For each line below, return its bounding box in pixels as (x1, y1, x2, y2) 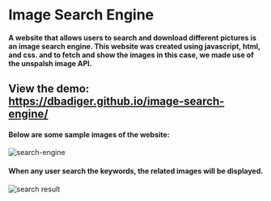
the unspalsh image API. (8, 58, 92, 68)
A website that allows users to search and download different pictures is (8, 32, 257, 42)
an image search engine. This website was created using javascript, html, (8, 41, 260, 51)
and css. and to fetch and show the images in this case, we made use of (8, 50, 254, 60)
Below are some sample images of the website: (8, 129, 170, 139)
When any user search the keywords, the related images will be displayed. (8, 165, 264, 175)
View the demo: (8, 82, 90, 96)
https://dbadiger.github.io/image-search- (8, 94, 225, 108)
